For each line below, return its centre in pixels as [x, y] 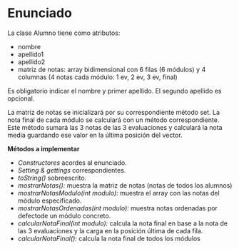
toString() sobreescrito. [52, 178]
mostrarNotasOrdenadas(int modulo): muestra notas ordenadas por [117, 208]
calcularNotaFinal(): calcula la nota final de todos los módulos [109, 238]
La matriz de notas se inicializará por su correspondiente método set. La [113, 112]
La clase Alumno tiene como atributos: [64, 33]
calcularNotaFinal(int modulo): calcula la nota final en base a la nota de [123, 223]
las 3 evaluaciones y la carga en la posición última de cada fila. [110, 230]
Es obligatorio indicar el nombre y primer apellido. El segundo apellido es [115, 91]
